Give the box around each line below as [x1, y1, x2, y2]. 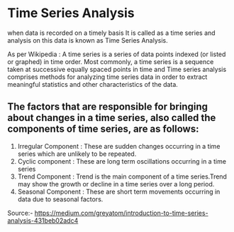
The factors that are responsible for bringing [7, 101, 208, 113]
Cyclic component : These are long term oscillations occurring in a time [17, 157, 227, 165]
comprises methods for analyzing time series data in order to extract [7, 73, 208, 81]
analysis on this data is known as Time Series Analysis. [7, 36, 168, 44]
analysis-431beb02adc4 [7, 216, 79, 225]
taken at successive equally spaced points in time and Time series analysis [7, 65, 227, 73]
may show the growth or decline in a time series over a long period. [17, 179, 215, 188]
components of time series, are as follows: [7, 123, 199, 135]
